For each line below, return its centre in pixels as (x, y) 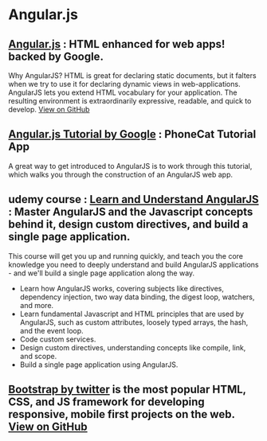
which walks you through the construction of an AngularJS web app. (121, 174)
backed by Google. (56, 56)
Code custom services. (58, 339)
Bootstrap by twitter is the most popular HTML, (127, 390)
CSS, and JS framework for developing (106, 402)
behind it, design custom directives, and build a (128, 224)
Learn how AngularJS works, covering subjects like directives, (122, 288)
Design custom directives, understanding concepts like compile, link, (133, 347)
